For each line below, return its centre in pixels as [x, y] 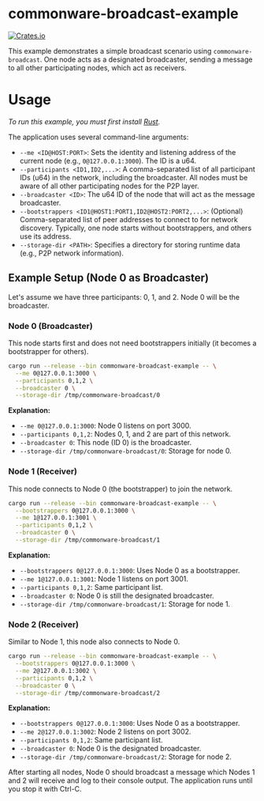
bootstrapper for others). [48, 351]
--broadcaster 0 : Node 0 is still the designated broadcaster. [117, 595]
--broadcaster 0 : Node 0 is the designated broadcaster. [110, 749]
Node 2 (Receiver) [43, 624]
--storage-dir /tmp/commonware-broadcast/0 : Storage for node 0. [126, 451]
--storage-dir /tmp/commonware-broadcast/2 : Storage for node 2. [126, 757]
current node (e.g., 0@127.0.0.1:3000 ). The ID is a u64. [108, 161]
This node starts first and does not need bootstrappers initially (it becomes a [132, 343]
